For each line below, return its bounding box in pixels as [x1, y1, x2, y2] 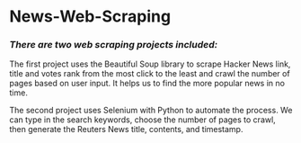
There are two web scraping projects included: [9, 39, 218, 51]
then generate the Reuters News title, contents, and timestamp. [9, 124, 243, 135]
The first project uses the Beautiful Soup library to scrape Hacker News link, [9, 58, 291, 69]
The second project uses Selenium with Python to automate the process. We [9, 105, 293, 116]
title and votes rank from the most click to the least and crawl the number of [9, 68, 290, 79]
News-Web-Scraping [9, 6, 172, 27]
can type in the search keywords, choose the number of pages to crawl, [9, 114, 276, 125]
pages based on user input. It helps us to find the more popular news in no [9, 78, 286, 89]
